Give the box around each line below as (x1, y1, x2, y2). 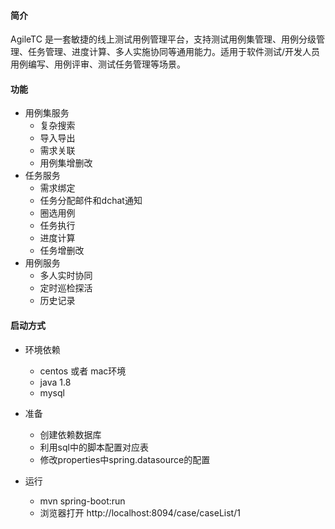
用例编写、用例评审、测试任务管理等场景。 (10, 58, 186, 70)
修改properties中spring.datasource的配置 (39, 453, 211, 465)
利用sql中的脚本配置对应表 (39, 441, 149, 453)
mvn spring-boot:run (39, 495, 126, 507)
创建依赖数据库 (39, 428, 102, 440)
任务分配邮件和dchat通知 (39, 195, 143, 207)
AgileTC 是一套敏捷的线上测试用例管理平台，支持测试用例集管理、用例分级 (10, 33, 317, 45)
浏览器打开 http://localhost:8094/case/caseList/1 (39, 506, 241, 519)
